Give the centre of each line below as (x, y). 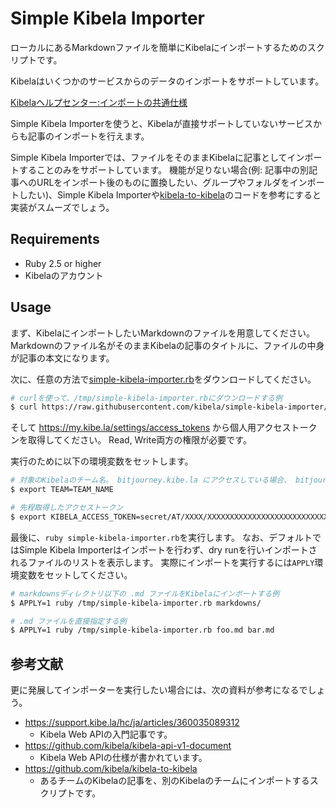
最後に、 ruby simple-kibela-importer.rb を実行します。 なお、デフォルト (161, 537)
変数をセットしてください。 (75, 574)
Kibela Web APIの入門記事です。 (106, 734)
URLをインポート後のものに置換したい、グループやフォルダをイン (172, 182)
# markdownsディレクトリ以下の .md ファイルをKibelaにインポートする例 (145, 593)
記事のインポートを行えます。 (88, 136)
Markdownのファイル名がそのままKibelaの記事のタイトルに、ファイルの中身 (167, 345)
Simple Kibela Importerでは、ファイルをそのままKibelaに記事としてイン (157, 157)
